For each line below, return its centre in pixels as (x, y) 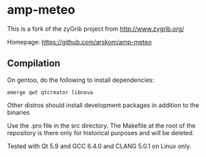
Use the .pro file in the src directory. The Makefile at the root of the (102, 126)
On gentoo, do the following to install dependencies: (81, 80)
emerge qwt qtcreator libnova (50, 92)
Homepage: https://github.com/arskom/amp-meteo (79, 42)
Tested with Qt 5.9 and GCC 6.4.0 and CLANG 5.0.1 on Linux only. (99, 146)
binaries (18, 112)
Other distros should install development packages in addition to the (103, 105)
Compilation (34, 63)
